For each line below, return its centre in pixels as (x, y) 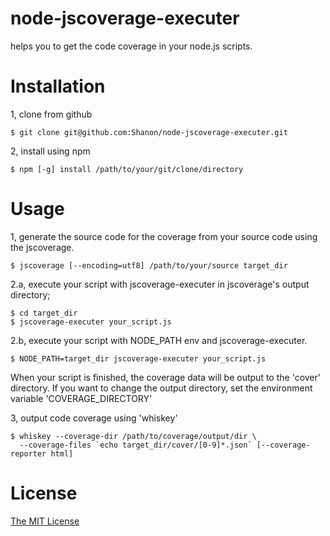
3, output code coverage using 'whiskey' (94, 418)
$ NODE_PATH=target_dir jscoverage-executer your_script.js (138, 358)
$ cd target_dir (44, 313)
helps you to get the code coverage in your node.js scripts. (131, 46)
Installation (58, 86)
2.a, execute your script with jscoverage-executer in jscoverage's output (160, 284)
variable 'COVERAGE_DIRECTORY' (81, 398)
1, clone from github (51, 114)
